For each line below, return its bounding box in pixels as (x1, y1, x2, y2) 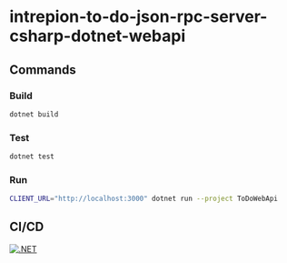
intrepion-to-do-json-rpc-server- (9, 6, 268, 27)
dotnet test (9, 152, 54, 161)
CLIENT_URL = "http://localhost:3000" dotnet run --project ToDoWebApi (9, 194, 279, 204)
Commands (9, 62, 77, 77)
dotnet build (9, 109, 59, 119)
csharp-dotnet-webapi (9, 25, 186, 46)
